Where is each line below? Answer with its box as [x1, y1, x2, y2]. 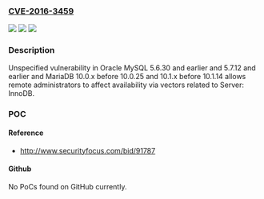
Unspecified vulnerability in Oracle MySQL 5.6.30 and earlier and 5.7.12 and [8, 62, 256, 73]
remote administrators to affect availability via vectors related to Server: [8, 80, 245, 90]
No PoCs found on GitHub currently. [8, 181, 127, 191]
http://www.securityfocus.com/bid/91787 [19, 145, 156, 155]
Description [8, 45, 55, 56]
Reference [8, 128, 44, 137]
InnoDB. [8, 88, 34, 98]
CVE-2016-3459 [8, 6, 74, 17]
